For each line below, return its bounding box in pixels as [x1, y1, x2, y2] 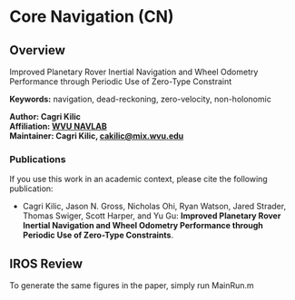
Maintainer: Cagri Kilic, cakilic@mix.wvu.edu [9, 131, 184, 141]
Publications [9, 152, 66, 165]
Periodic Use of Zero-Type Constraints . [22, 229, 174, 241]
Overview [9, 43, 66, 58]
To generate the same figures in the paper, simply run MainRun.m [9, 280, 254, 291]
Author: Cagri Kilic [9, 111, 82, 121]
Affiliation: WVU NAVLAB [9, 121, 107, 131]
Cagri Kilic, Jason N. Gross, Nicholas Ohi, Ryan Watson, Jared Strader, [22, 201, 287, 212]
